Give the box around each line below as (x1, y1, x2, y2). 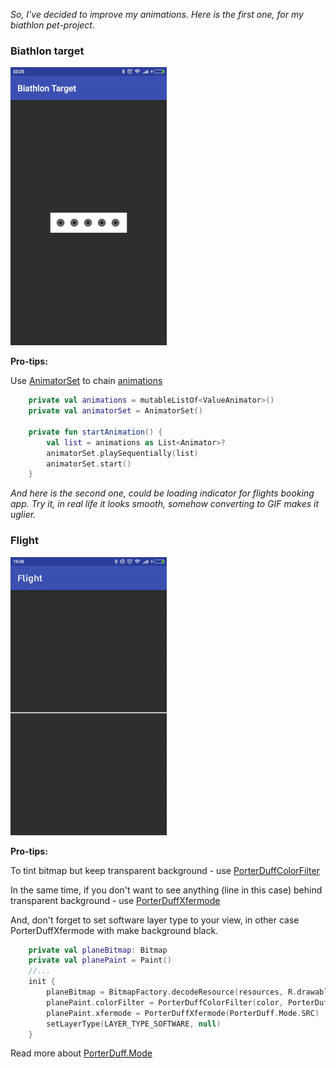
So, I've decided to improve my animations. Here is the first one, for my (10, 9, 304, 20)
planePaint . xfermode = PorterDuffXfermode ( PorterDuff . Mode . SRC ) (46, 1008, 320, 1018)
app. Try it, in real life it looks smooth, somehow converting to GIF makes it (10, 498, 320, 510)
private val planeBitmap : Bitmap (28, 945, 168, 955)
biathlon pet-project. (10, 19, 95, 31)
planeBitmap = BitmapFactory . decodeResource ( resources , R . (46, 987, 298, 998)
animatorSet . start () (46, 459, 132, 469)
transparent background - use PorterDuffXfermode (10, 894, 221, 906)
